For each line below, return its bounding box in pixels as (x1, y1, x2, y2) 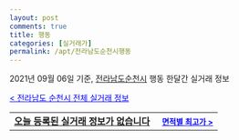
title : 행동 (9, 30, 52, 39)
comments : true (9, 22, 68, 31)
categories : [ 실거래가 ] (9, 38, 93, 48)
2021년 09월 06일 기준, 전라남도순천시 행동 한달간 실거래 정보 (9, 74, 230, 85)
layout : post (9, 13, 59, 23)
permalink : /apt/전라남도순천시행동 (9, 47, 132, 56)
